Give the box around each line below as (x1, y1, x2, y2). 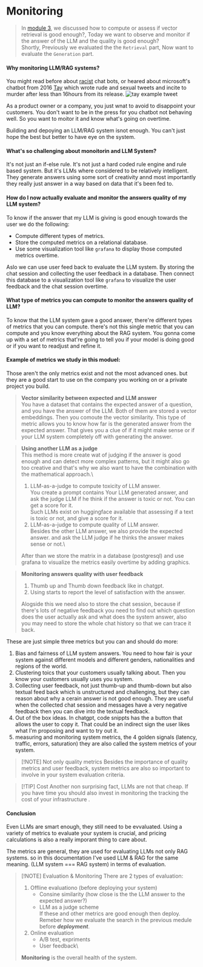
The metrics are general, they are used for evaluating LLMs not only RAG (6, 848, 188, 855)
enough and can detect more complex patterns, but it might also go (21, 457, 190, 465)
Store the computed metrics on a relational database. (15, 239, 148, 246)
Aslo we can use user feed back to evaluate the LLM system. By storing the (6, 263, 195, 271)
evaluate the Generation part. (21, 50, 94, 57)
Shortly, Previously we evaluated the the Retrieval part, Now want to (21, 44, 194, 51)
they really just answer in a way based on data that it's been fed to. (6, 180, 174, 188)
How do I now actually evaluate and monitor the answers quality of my (6, 194, 187, 201)
